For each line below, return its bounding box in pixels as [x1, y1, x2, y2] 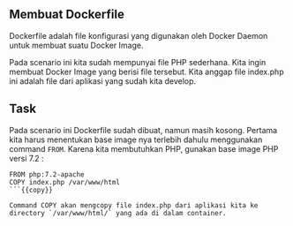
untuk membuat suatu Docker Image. [9, 40, 144, 50]
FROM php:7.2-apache [9, 169, 86, 179]
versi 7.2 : [9, 153, 44, 163]
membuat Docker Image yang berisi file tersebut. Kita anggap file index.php [9, 66, 284, 77]
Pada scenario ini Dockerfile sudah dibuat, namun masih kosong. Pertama [9, 124, 278, 135]
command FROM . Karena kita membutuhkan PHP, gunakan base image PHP [9, 143, 279, 154]
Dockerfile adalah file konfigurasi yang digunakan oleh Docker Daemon [9, 30, 268, 41]
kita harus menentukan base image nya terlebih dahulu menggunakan [9, 134, 263, 145]
